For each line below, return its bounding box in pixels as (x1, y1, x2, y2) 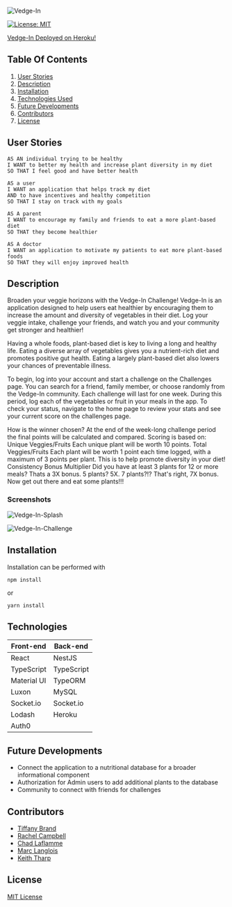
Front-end (10, 642, 47, 651)
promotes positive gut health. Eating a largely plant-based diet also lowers (7, 354, 220, 362)
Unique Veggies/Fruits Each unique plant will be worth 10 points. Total (7, 440, 207, 449)
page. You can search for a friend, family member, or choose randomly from (7, 382, 225, 391)
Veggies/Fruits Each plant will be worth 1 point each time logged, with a (7, 448, 211, 456)
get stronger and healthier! (7, 326, 84, 334)
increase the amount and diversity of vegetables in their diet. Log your (7, 311, 208, 320)
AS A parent (7, 210, 42, 217)
